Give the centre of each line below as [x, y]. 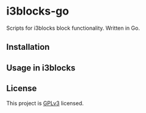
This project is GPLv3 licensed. [45, 103]
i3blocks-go [38, 11]
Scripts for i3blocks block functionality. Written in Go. [73, 28]
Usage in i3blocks [41, 68]
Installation [28, 47]
